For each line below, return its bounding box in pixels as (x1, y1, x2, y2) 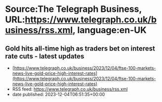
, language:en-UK (72, 25, 147, 36)
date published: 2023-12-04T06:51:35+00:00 (12, 92, 105, 97)
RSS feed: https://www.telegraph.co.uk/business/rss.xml (12, 86, 128, 92)
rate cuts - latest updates (5, 52, 84, 60)
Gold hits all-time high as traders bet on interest (5, 44, 156, 52)
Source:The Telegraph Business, (5, 3, 142, 15)
